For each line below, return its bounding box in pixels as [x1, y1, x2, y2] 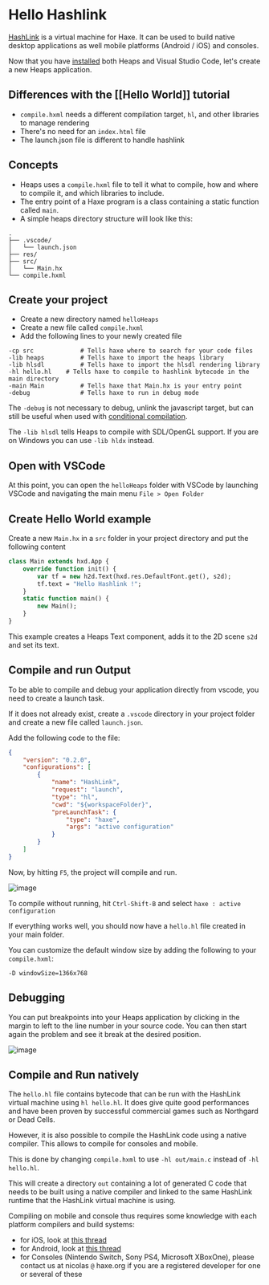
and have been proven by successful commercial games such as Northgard [8, 1106, 259, 1116]
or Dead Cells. [8, 1115, 55, 1124]
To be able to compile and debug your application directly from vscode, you [8, 685, 259, 694]
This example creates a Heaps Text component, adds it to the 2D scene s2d [8, 632, 259, 641]
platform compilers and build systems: [8, 1220, 135, 1230]
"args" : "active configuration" [65, 823, 174, 832]
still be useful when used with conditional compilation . [8, 412, 188, 421]
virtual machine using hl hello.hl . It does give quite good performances [8, 1098, 250, 1108]
